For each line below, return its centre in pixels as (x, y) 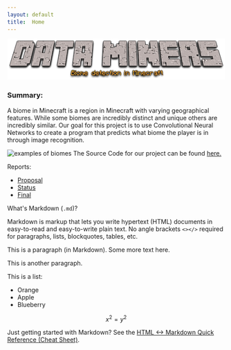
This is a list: (25, 276)
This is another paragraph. (45, 263)
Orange (28, 290)
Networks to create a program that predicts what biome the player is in (108, 132)
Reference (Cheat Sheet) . (44, 340)
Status (26, 187)
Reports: (19, 167)
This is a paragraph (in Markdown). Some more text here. (89, 250)
